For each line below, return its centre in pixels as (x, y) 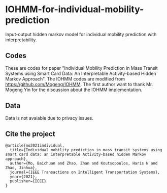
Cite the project (30, 134)
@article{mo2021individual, (35, 146)
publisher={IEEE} (28, 181)
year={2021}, (24, 177)
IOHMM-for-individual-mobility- (75, 9)
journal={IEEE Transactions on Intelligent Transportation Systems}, (85, 172)
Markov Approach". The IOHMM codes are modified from (65, 79)
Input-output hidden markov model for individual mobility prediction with (81, 34)
